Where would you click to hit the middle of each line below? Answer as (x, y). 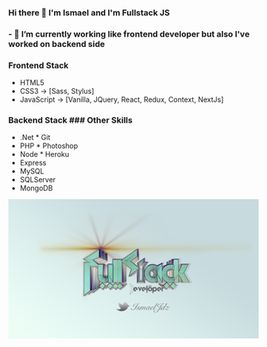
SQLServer (38, 180)
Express (33, 163)
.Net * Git (35, 138)
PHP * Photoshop (49, 146)
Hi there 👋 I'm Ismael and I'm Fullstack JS (89, 13)
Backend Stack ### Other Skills (70, 120)
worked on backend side (57, 44)
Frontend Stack (39, 65)
